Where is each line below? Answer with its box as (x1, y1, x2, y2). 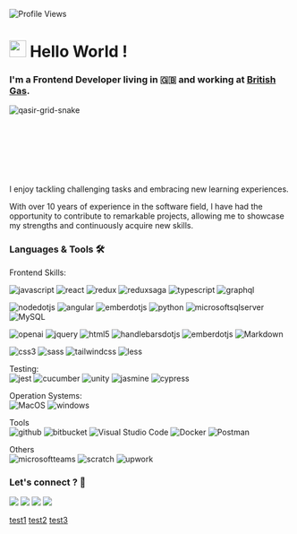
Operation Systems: (9, 390, 82, 400)
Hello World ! (30, 41, 128, 62)
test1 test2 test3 (9, 515, 69, 526)
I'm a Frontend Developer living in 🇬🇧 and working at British (9, 73, 276, 86)
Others (9, 444, 35, 454)
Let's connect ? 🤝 (9, 476, 87, 488)
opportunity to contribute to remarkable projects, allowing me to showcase (9, 211, 284, 221)
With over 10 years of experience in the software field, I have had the (9, 202, 263, 212)
